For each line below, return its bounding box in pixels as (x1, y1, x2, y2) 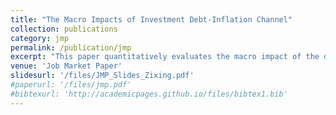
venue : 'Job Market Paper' (10, 61, 123, 71)
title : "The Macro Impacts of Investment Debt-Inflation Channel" (10, 14, 293, 25)
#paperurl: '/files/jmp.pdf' (10, 80, 132, 90)
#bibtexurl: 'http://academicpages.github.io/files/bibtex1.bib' (10, 89, 288, 99)
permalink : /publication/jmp (10, 42, 132, 53)
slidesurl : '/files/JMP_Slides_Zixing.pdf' (10, 71, 195, 81)
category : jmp (10, 33, 70, 43)
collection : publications (10, 24, 118, 34)
